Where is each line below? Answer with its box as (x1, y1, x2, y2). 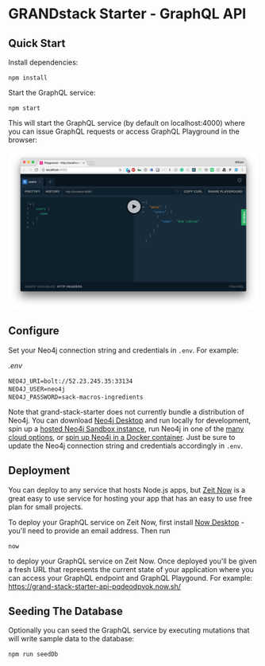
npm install (8, 74, 48, 82)
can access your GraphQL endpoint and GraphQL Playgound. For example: (8, 573, 252, 582)
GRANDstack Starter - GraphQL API (8, 5, 247, 23)
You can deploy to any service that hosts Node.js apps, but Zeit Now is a (8, 485, 246, 494)
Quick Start (8, 37, 66, 50)
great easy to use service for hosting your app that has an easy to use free (8, 493, 252, 503)
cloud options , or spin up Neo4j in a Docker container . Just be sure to (8, 432, 236, 442)
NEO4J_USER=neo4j (8, 385, 66, 393)
